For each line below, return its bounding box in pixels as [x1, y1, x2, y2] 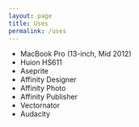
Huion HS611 [19, 57, 62, 67]
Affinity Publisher [19, 92, 78, 102]
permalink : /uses [8, 27, 67, 35]
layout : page [8, 11, 53, 20]
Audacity [19, 109, 51, 119]
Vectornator [19, 100, 61, 110]
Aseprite [19, 66, 48, 76]
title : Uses [8, 19, 48, 28]
